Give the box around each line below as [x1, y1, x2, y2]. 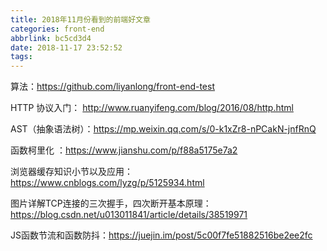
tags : [10, 52, 33, 62]
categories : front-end [10, 24, 105, 34]
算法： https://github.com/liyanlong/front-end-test [10, 81, 215, 93]
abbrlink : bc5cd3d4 [10, 33, 92, 43]
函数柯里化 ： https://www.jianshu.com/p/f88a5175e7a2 [10, 144, 238, 156]
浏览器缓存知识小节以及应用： [10, 166, 133, 178]
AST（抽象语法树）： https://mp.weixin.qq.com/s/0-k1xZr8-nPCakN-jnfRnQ [10, 123, 317, 135]
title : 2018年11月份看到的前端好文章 [10, 14, 151, 25]
